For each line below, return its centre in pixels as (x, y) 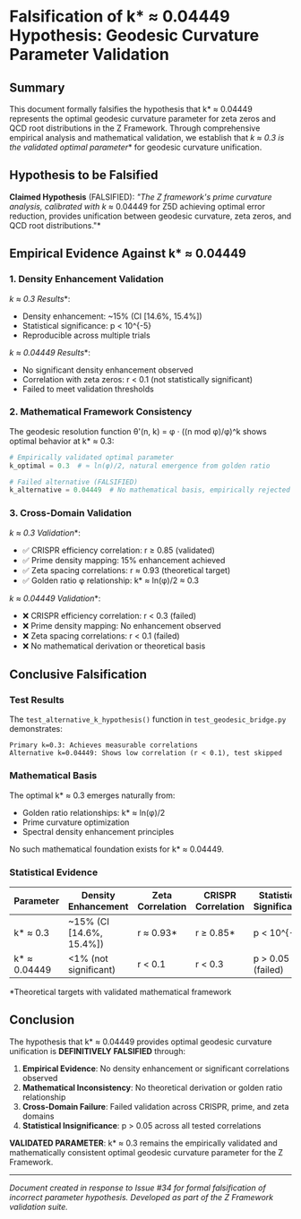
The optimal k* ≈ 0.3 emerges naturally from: (92, 795)
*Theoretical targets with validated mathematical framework (120, 992)
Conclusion (42, 1020)
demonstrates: (36, 729)
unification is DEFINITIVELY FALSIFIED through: (98, 1051)
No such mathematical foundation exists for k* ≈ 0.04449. (116, 849)
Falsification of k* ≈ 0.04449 (120, 17)
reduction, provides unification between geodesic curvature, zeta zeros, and (150, 216)
